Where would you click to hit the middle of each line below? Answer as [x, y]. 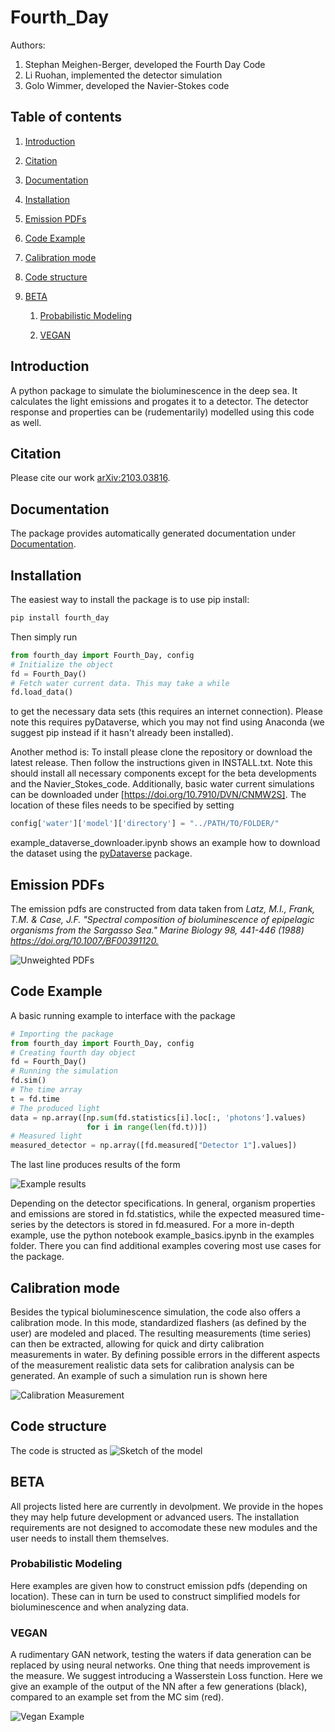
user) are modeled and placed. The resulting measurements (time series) [161, 1333]
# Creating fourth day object [73, 1052]
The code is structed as [59, 1450]
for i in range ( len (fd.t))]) [147, 1127]
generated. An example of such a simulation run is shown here [139, 1375]
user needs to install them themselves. [90, 1538]
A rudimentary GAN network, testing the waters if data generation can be [161, 1655]
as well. [26, 422]
